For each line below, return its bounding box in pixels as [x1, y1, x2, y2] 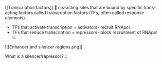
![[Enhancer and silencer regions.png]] [5, 44, 83, 49]
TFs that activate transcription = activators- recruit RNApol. [12, 24, 131, 30]
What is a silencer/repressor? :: [5, 53, 68, 59]
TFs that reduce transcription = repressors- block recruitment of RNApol [12, 30, 158, 35]
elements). [5, 15, 27, 20]
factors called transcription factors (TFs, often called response [18, 10, 144, 16]
